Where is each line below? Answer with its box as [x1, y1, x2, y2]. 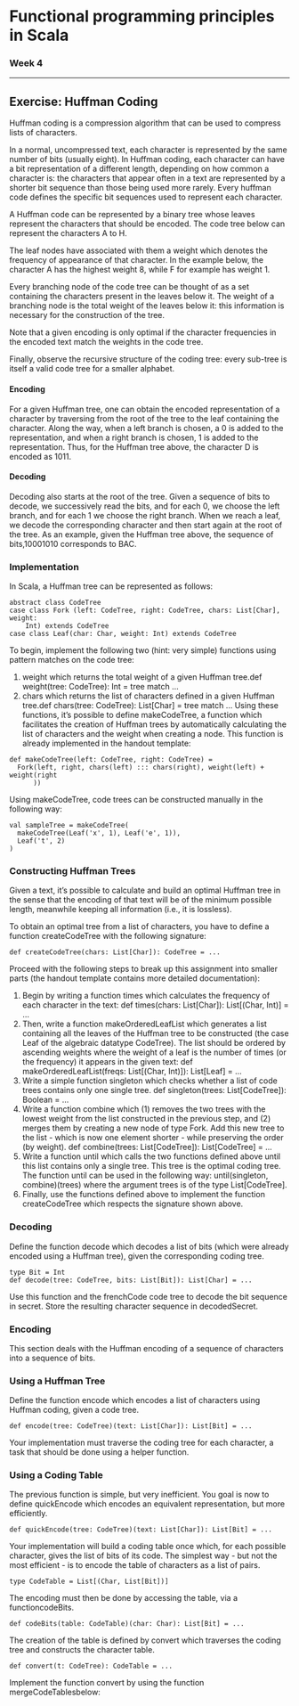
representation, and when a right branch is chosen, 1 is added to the [9, 432, 259, 443]
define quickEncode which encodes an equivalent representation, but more [9, 1498, 286, 1509]
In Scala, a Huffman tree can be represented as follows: [9, 581, 214, 592]
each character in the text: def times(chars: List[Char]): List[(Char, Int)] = [21, 1000, 289, 1010]
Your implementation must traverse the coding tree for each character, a [9, 1437, 274, 1449]
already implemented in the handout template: [21, 738, 191, 748]
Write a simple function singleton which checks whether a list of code [21, 1075, 278, 1086]
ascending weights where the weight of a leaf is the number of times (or [21, 1047, 287, 1057]
